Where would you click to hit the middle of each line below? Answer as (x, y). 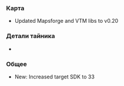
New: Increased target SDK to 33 (55, 77)
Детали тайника (31, 36)
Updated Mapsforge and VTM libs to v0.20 (66, 21)
